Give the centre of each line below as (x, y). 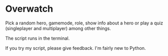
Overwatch (29, 9)
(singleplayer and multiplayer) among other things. (58, 28)
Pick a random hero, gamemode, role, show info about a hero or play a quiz (84, 23)
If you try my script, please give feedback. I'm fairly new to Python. (76, 48)
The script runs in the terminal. (37, 38)
